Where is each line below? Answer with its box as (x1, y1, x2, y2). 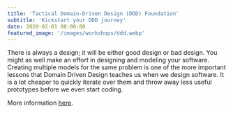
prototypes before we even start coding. (7, 85, 123, 94)
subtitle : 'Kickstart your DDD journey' (7, 17, 127, 24)
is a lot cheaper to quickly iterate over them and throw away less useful (7, 78, 212, 87)
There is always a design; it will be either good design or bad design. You (7, 49, 218, 57)
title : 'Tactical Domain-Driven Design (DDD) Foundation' (7, 10, 179, 17)
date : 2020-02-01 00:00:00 (7, 23, 86, 30)
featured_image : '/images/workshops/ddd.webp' (7, 29, 145, 37)
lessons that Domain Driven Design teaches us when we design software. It (7, 71, 225, 79)
